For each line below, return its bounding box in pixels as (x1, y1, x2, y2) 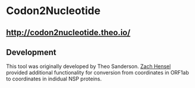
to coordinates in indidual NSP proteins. (6, 75, 102, 83)
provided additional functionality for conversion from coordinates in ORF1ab (6, 69, 189, 76)
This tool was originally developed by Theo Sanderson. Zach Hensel (6, 63, 172, 70)
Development (6, 47, 57, 57)
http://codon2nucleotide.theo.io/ (6, 28, 131, 38)
